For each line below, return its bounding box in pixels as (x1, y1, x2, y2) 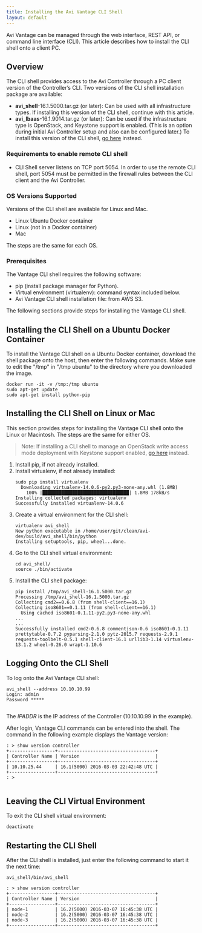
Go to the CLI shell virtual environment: (15, 549, 112, 556)
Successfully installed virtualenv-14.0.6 (15, 500, 124, 507)
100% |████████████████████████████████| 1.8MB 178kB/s (26, 490, 170, 496)
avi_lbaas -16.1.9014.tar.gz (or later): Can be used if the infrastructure (15, 115, 187, 123)
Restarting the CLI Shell (6, 840, 97, 850)
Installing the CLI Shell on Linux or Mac (6, 408, 155, 419)
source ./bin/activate (15, 566, 73, 572)
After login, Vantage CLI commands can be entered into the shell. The (6, 724, 180, 732)
